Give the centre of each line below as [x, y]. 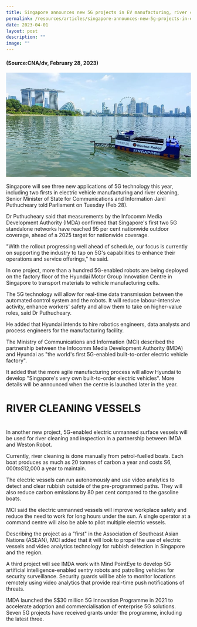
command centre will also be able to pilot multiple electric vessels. [86, 522]
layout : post [22, 31]
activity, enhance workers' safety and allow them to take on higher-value [94, 307]
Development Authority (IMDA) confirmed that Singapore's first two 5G [92, 223]
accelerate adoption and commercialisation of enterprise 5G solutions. [91, 606]
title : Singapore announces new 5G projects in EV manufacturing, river [97, 12]
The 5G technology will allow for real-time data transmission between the [95, 294]
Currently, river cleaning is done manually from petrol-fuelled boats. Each [95, 456]
